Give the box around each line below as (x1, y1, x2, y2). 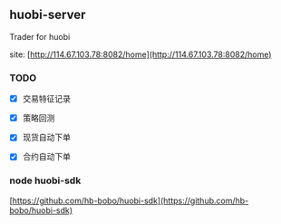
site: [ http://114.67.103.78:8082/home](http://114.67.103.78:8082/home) (9, 49, 272, 60)
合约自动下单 (22, 151, 71, 162)
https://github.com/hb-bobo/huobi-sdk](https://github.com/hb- (12, 195, 249, 206)
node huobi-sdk (9, 174, 82, 187)
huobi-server (9, 7, 86, 23)
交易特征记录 (22, 93, 71, 104)
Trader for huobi (9, 31, 71, 42)
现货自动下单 (22, 131, 71, 143)
